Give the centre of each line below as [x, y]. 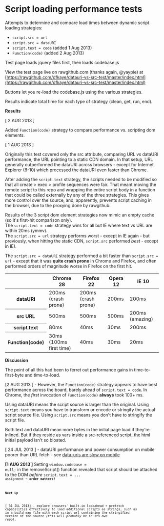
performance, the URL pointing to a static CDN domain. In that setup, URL [79, 159]
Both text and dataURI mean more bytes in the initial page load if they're [77, 429]
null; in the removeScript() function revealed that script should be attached [81, 469]
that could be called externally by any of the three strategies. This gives [77, 195]
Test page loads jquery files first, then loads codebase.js [62, 62]
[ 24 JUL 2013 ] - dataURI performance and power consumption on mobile [80, 449]
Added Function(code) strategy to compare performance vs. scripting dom [80, 130]
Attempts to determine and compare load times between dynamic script [77, 23]
